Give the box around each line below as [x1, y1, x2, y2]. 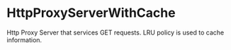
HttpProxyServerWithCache [6, 5, 176, 21]
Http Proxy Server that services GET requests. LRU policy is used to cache [6, 28, 225, 37]
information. [6, 35, 43, 44]
